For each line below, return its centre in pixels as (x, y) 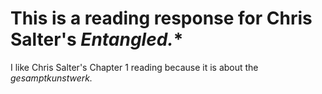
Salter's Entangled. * (97, 39)
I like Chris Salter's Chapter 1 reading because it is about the (134, 67)
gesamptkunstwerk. (51, 78)
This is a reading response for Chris (161, 18)
